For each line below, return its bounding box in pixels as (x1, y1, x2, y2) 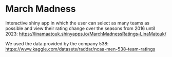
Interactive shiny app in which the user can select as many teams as (5, 20, 150, 26)
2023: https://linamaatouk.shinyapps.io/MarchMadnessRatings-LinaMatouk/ (5, 31, 167, 37)
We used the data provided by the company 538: (5, 40, 109, 46)
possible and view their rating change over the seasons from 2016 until (5, 25, 156, 31)
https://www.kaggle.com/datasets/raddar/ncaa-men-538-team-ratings (5, 46, 156, 52)
